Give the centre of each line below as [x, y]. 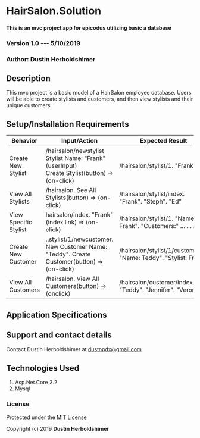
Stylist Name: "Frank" [76, 158]
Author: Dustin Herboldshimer [51, 59]
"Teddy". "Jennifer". [147, 290]
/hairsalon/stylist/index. [152, 194]
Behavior [24, 141]
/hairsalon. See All [71, 190]
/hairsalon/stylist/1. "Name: [157, 218]
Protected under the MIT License [47, 417]
